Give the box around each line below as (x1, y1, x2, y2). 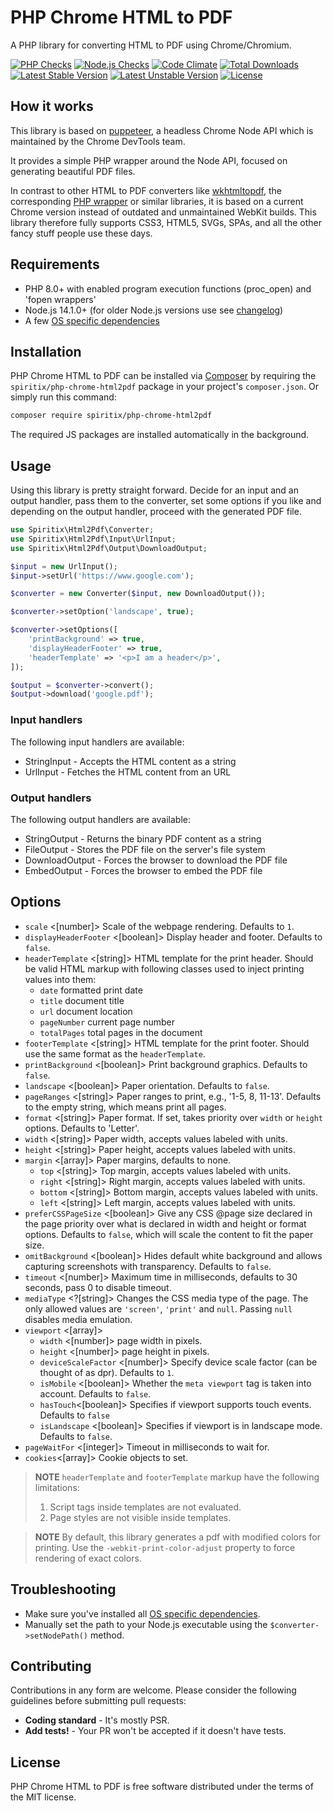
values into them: (24, 973, 97, 985)
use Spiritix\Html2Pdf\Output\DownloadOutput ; (10, 543, 208, 553)
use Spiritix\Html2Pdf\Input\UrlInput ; (10, 534, 177, 544)
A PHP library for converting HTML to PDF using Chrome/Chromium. (10, 39, 292, 51)
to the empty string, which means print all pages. (24, 1101, 227, 1113)
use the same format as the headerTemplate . (24, 1047, 206, 1060)
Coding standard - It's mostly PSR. (24, 1714, 170, 1726)
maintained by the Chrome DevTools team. (10, 135, 186, 147)
